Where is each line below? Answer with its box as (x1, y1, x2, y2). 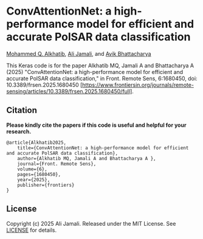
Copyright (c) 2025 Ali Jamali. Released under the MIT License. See (6, 220, 176, 227)
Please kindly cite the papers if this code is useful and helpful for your (6, 121, 187, 129)
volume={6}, (17, 166, 47, 172)
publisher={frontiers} (17, 182, 75, 188)
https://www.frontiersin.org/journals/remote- (81, 81, 194, 89)
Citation (6, 105, 38, 116)
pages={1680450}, (17, 171, 61, 177)
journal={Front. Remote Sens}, (17, 161, 97, 167)
